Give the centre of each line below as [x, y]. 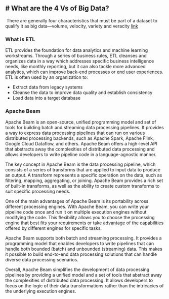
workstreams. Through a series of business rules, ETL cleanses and [76, 56]
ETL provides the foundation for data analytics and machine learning [77, 50]
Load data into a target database [47, 98]
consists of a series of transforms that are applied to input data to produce [83, 170]
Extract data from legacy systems [48, 87]
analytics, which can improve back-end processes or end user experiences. [84, 72]
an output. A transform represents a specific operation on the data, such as [84, 175]
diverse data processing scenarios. [42, 260]
